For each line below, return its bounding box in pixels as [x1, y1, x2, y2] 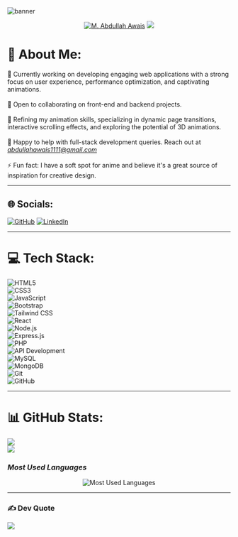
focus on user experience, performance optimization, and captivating [7, 77, 210, 86]
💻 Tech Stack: [7, 250, 95, 266]
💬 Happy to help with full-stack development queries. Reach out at [7, 138, 201, 146]
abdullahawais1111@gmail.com [7, 145, 98, 153]
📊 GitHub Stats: [7, 409, 104, 425]
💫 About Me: [7, 46, 82, 63]
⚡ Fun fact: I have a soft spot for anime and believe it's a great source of [7, 161, 218, 169]
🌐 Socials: [7, 198, 54, 210]
